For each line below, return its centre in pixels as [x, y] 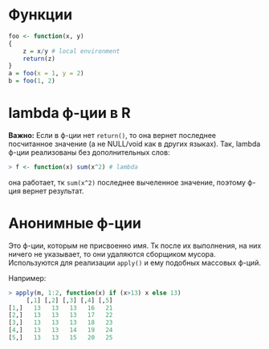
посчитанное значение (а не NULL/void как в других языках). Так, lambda [134, 144]
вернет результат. [53, 191]
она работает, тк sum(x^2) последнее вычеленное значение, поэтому [127, 182]
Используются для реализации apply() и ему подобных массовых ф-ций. [134, 262]
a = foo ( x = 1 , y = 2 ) [46, 74]
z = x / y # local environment [71, 51]
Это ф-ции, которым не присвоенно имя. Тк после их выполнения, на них [135, 246]
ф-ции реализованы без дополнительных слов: [89, 152]
